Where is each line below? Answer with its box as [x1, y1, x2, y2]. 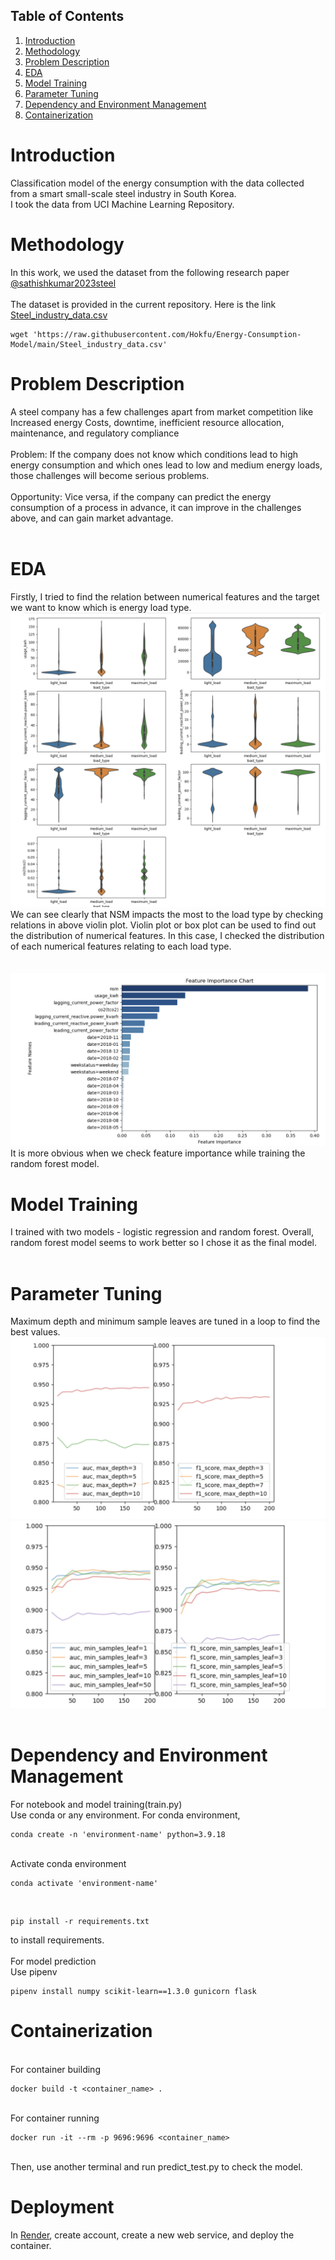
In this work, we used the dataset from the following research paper [10, 266, 290, 278]
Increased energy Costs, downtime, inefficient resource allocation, [10, 416, 285, 428]
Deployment [10, 2196, 115, 2218]
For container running [10, 2112, 100, 2124]
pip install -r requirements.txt [10, 1916, 150, 1926]
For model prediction [10, 1955, 97, 1967]
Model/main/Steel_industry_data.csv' [10, 339, 168, 349]
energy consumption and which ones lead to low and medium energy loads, [10, 459, 323, 471]
